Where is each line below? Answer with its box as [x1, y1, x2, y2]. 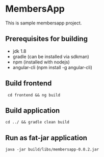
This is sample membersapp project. [5, 20, 82, 26]
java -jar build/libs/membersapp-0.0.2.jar [5, 147, 99, 152]
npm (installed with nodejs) [12, 59, 70, 65]
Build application [5, 106, 60, 115]
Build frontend [5, 79, 52, 88]
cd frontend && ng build [7, 92, 60, 98]
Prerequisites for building [5, 35, 88, 43]
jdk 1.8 [12, 48, 27, 54]
